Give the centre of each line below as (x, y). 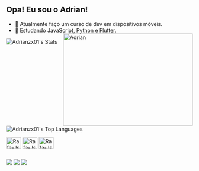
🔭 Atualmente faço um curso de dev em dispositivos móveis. (89, 24)
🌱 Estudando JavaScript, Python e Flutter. (65, 30)
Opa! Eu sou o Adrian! (47, 10)
